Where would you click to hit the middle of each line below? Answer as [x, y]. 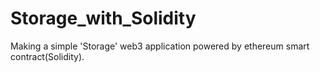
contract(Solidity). [47, 56]
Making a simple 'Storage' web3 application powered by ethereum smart [160, 46]
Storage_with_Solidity [103, 18]
